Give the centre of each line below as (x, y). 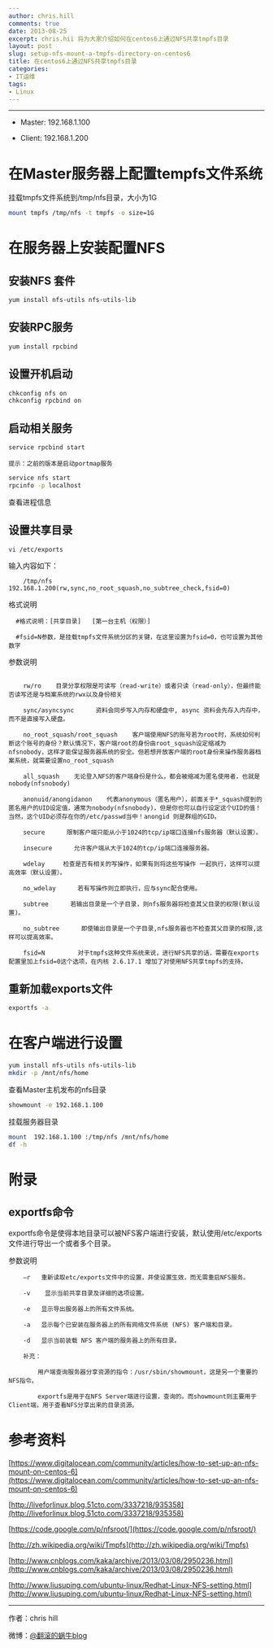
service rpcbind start (47, 448)
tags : (17, 84)
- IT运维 (22, 76)
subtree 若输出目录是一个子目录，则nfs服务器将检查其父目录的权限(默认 (139, 904)
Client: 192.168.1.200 (54, 138)
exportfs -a (28, 1008)
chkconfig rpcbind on (45, 401)
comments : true (34, 24)
